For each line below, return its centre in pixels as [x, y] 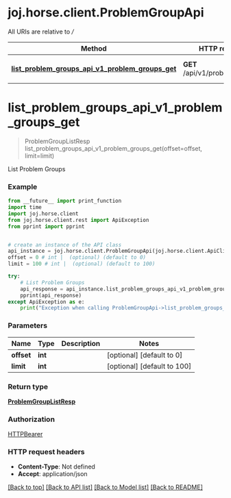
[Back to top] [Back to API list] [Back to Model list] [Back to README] [105, 487]
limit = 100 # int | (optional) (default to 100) [82, 264]
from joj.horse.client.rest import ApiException [78, 220]
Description [81, 343]
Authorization [32, 419]
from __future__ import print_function [65, 201]
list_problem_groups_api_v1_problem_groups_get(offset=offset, [113, 148]
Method [94, 48]
